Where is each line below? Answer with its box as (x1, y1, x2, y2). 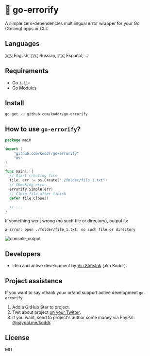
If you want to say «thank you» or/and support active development (5, 290, 138, 295)
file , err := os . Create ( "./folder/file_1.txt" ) (9, 178, 108, 183)
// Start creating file (9, 173, 57, 178)
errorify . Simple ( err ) (9, 187, 53, 192)
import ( (5, 146, 23, 152)
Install (5, 99, 24, 107)
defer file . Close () (9, 196, 49, 201)
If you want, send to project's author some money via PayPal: (12, 315, 135, 321)
